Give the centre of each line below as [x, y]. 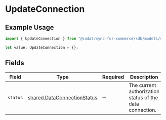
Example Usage [30, 27]
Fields [15, 63]
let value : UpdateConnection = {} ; [42, 47]
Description [144, 77]
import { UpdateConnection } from [41, 39]
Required [113, 77]
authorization [144, 91]
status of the [143, 97]
